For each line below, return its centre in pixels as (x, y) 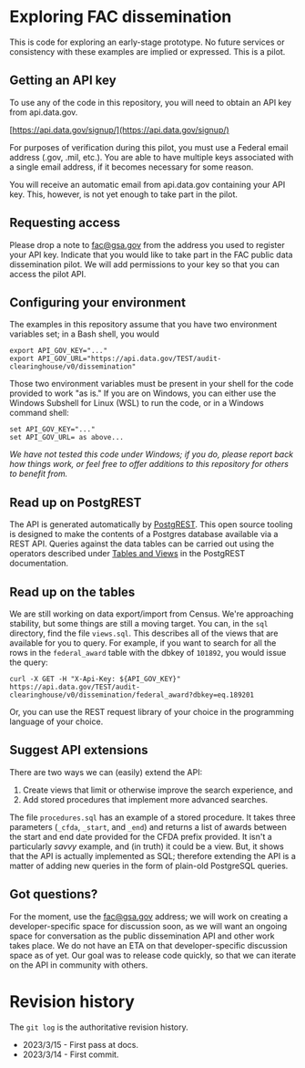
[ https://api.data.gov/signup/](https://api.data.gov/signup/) (119, 130)
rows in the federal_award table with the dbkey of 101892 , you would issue (148, 653)
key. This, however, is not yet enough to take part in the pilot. (124, 194)
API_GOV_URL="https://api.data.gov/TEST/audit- (130, 359)
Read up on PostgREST (76, 502)
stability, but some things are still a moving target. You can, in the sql (139, 623)
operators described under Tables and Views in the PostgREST (127, 554)
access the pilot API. (48, 274)
